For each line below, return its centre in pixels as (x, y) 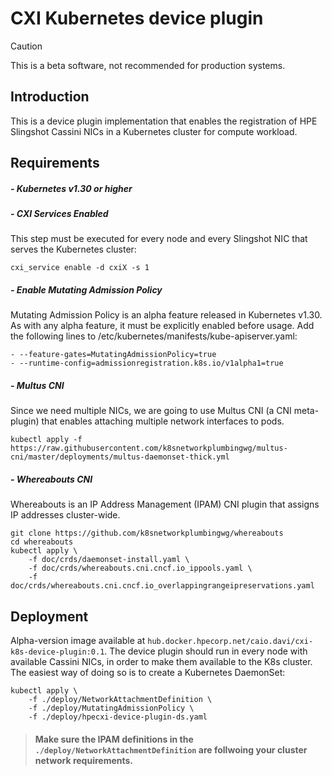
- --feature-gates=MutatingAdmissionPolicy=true (113, 355)
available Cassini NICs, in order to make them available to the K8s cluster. (161, 662)
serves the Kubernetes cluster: (73, 249)
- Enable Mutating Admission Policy (86, 290)
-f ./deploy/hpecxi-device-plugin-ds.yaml (118, 717)
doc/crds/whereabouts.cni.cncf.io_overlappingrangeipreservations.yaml (162, 586)
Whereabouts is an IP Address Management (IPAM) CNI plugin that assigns (165, 504)
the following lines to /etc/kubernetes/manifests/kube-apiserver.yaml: (154, 336)
